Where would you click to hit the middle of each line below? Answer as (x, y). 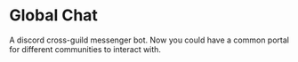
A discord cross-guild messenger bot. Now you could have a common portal (149, 40)
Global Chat (53, 15)
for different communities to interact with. (85, 49)
